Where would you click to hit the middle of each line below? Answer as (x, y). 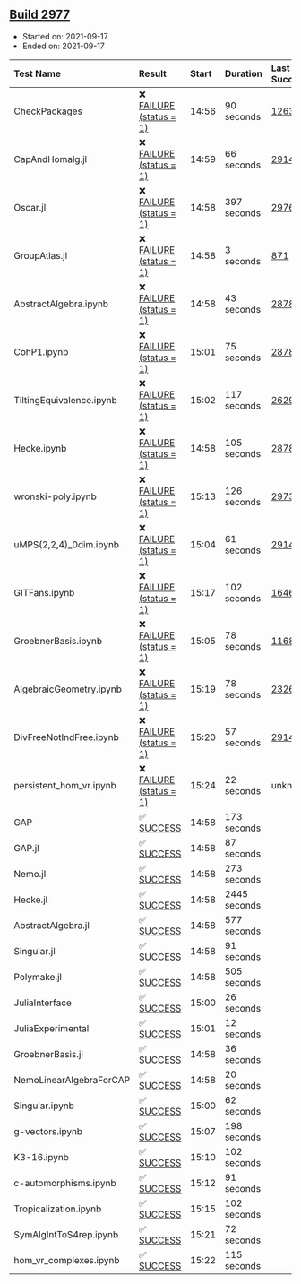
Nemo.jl (30, 874)
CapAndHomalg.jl (51, 159)
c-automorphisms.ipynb (65, 1183)
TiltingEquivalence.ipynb (66, 400)
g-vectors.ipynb (48, 1131)
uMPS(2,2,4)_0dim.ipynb (66, 544)
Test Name (37, 73)
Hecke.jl (31, 900)
